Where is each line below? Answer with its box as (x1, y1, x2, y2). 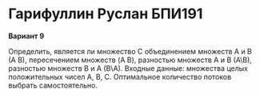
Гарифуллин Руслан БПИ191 (8, 5, 203, 23)
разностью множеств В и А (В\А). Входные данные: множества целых (8, 63, 248, 73)
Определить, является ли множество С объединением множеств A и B (8, 46, 252, 56)
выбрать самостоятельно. (8, 80, 98, 90)
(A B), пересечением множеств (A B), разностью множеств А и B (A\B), (8, 55, 252, 65)
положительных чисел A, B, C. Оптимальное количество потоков (8, 72, 232, 81)
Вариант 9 (8, 31, 45, 41)
